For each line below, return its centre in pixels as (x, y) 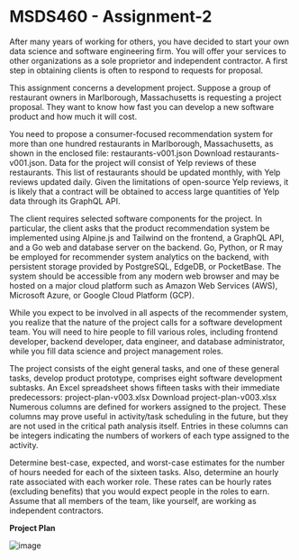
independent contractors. (56, 510)
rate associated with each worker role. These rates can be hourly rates (140, 482)
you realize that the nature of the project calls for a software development (146, 322)
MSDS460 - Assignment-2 (111, 17)
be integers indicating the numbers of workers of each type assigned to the (149, 436)
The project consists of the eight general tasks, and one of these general (145, 368)
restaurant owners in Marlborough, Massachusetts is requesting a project (145, 97)
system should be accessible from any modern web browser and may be (145, 276)
